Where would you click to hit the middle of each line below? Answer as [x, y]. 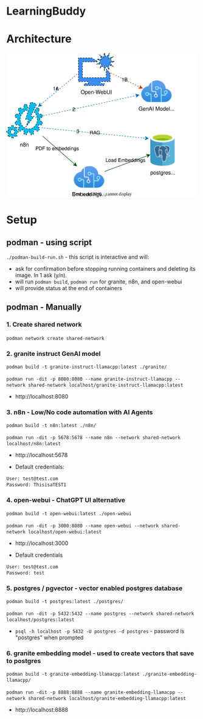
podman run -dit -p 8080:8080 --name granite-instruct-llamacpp [89, 379]
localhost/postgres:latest [40, 620]
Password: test [26, 573]
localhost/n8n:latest [34, 444]
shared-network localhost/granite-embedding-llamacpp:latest [107, 699]
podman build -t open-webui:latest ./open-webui [69, 513]
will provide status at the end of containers [69, 288]
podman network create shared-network [55, 338]
